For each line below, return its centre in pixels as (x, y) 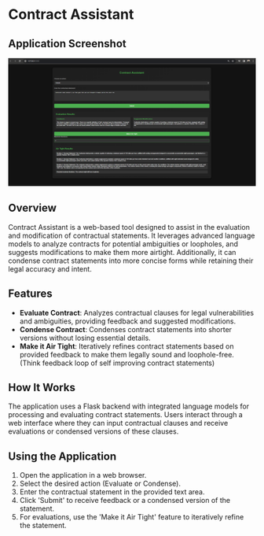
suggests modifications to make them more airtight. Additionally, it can (122, 252)
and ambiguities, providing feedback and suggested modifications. (128, 321)
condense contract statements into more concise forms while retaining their (131, 261)
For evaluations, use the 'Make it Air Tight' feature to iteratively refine (132, 517)
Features (30, 294)
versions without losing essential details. (85, 338)
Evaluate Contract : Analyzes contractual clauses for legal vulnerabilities (136, 312)
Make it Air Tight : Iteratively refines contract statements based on (126, 346)
